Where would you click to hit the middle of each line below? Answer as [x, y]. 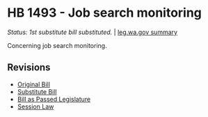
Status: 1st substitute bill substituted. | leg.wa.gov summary [93, 32]
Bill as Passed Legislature [54, 99]
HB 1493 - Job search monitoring [104, 13]
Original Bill [34, 84]
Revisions [29, 68]
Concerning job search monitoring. [57, 45]
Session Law [35, 107]
